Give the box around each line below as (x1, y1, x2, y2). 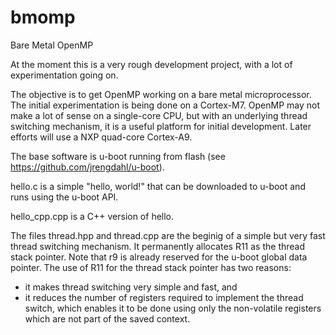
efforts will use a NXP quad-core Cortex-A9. (10, 131, 193, 143)
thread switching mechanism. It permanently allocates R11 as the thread (10, 240, 306, 252)
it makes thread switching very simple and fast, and (24, 281, 238, 293)
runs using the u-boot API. (10, 191, 119, 203)
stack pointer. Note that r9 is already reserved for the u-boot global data (10, 251, 308, 263)
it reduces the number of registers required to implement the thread (24, 291, 304, 303)
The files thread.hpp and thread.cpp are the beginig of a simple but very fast (10, 229, 326, 241)
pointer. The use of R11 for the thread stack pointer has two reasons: (10, 261, 292, 273)
